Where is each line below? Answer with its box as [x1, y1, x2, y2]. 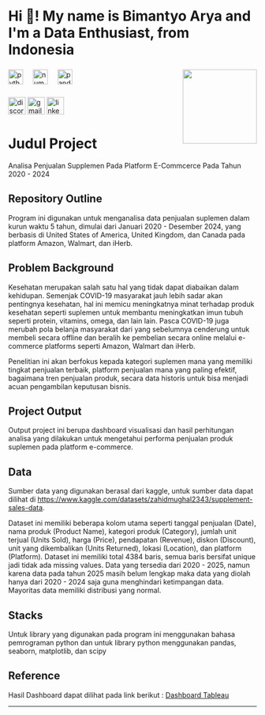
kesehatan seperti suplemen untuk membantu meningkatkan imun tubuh [8, 308, 244, 317]
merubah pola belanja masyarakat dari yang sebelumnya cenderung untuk [8, 324, 250, 334]
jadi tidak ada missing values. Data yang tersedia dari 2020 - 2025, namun [8, 561, 250, 570]
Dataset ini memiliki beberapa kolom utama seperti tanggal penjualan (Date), [8, 518, 256, 528]
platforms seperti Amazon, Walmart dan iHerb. [44, 341, 196, 350]
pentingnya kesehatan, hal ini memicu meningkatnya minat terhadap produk [8, 299, 255, 308]
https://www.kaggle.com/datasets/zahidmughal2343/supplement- [37, 494, 253, 505]
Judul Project [8, 134, 98, 153]
